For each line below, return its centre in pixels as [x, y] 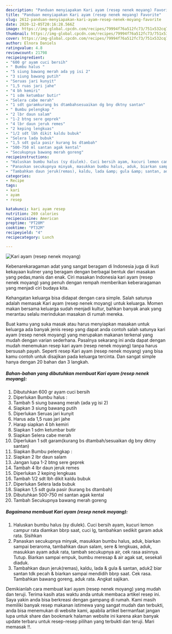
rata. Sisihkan [28, 536]
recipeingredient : [25, 57]
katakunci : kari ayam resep [36, 209]
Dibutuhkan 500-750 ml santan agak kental [58, 495]
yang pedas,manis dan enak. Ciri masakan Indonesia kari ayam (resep [79, 277]
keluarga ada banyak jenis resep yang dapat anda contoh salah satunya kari [85, 329]
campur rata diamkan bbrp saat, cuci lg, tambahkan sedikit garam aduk [88, 530]
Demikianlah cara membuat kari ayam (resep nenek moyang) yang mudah [83, 589]
